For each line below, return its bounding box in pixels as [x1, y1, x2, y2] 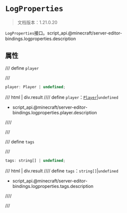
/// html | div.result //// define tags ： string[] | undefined [5, 167, 119, 174]
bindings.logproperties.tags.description [12, 183, 94, 189]
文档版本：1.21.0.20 [17, 19, 58, 25]
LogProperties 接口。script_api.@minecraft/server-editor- [5, 30, 123, 36]
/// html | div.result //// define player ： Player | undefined [5, 94, 119, 100]
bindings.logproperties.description [5, 36, 76, 42]
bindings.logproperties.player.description [12, 109, 97, 115]
